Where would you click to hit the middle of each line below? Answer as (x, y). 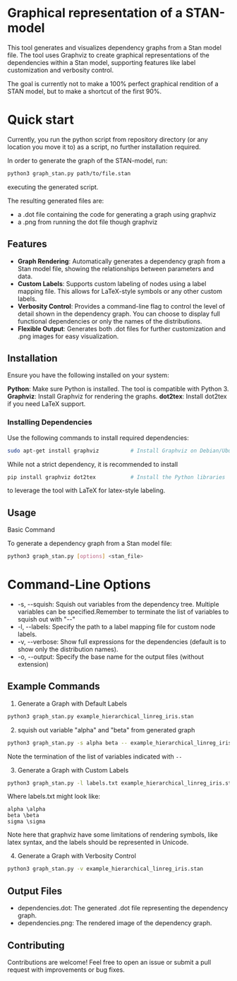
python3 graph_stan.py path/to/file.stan (69, 173)
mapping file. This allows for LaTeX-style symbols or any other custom (120, 291)
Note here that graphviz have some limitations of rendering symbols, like (113, 835)
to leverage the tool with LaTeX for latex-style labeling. (86, 491)
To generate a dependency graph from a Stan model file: (90, 543)
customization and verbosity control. (61, 70)
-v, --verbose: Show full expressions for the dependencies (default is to (122, 642)
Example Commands (54, 686)
